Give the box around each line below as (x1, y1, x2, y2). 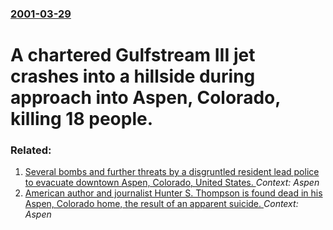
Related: (10, 143, 52, 157)
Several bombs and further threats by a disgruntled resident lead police (24, 166, 320, 178)
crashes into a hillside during (10, 65, 256, 88)
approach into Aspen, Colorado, (10, 87, 281, 109)
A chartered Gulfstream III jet (10, 44, 256, 67)
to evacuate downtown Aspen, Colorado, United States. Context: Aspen (24, 177, 320, 189)
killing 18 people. (10, 108, 154, 131)
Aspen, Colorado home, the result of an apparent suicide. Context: (24, 198, 299, 210)
